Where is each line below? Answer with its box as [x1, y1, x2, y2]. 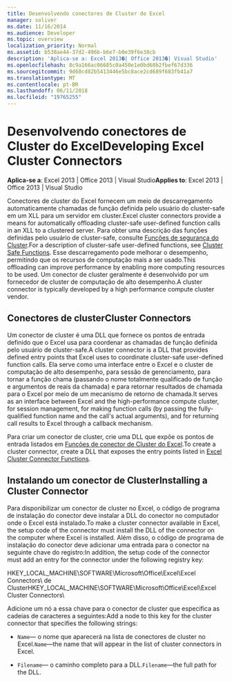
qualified [7, 411, 32, 420]
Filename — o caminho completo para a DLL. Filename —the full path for [17, 661, 217, 669]
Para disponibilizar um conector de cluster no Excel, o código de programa [7, 503, 220, 512]
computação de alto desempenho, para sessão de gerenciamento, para [7, 368, 211, 376]
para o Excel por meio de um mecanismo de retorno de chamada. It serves [7, 389, 218, 398]
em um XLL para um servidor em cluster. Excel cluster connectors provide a [7, 211, 222, 219]
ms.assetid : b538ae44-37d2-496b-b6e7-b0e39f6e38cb [7, 49, 156, 56]
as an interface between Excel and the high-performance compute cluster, [7, 397, 220, 405]
